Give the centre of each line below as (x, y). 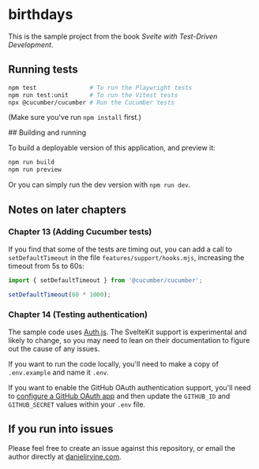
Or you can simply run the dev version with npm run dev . (99, 185)
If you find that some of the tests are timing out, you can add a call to (120, 249)
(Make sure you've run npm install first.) (75, 117)
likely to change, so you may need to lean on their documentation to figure (129, 340)
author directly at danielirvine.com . (65, 456)
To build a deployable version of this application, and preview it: (112, 148)
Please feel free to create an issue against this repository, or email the (122, 448)
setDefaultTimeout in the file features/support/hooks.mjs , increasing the (126, 257)
